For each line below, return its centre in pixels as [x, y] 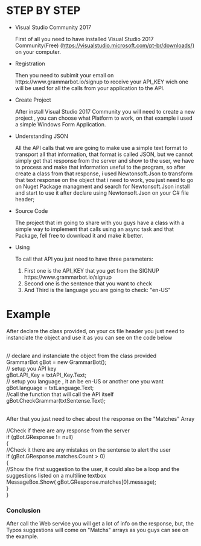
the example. [22, 536]
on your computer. [38, 51]
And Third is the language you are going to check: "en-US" [97, 290]
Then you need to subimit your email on [64, 75]
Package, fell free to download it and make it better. [79, 235]
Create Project [33, 100]
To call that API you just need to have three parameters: [84, 259]
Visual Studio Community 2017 [53, 27]
